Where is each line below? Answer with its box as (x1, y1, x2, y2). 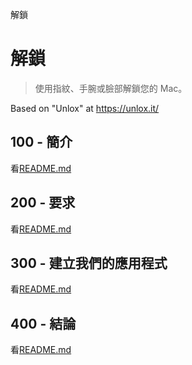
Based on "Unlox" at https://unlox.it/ (10, 102, 160, 114)
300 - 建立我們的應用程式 (10, 254, 168, 272)
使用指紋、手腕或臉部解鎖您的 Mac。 (34, 82, 188, 94)
